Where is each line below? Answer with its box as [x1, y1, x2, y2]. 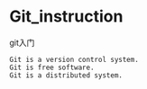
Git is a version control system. [9, 55, 140, 64]
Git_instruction [9, 6, 124, 27]
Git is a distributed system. [9, 70, 124, 80]
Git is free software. [9, 63, 95, 72]
